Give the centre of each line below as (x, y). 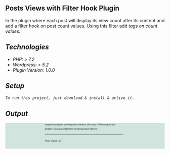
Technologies (27, 47)
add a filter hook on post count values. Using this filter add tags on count (81, 26)
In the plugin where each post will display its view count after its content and (85, 20)
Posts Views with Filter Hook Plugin (62, 8)
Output (17, 113)
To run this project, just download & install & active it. (70, 98)
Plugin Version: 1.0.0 (34, 70)
